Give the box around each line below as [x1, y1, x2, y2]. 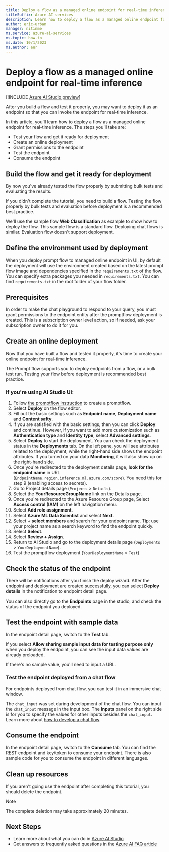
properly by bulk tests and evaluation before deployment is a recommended [6, 203, 162, 209]
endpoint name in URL [13, 470, 60, 476]
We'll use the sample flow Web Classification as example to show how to [6, 218, 158, 224]
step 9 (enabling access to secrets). [13, 480, 87, 486]
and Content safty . [13, 416, 53, 422]
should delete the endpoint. [6, 788, 63, 795]
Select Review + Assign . [13, 534, 64, 540]
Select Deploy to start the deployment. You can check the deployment [13, 438, 158, 444]
